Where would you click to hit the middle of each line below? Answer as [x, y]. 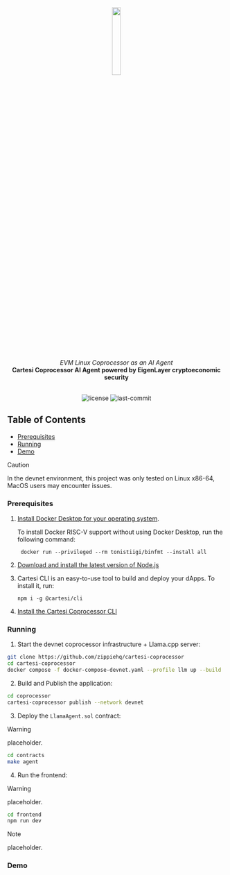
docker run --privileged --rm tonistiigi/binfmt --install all [114, 552]
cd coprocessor [29, 696]
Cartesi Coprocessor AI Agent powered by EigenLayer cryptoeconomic [116, 370]
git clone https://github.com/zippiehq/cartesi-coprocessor [96, 657]
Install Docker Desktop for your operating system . [88, 519]
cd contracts [26, 755]
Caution [18, 465]
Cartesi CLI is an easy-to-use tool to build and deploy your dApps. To [116, 578]
